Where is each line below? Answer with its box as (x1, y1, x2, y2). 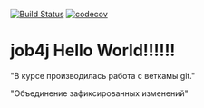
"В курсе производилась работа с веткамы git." (10, 70, 196, 81)
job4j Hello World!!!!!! (10, 41, 176, 61)
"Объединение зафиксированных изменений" (10, 87, 189, 99)
